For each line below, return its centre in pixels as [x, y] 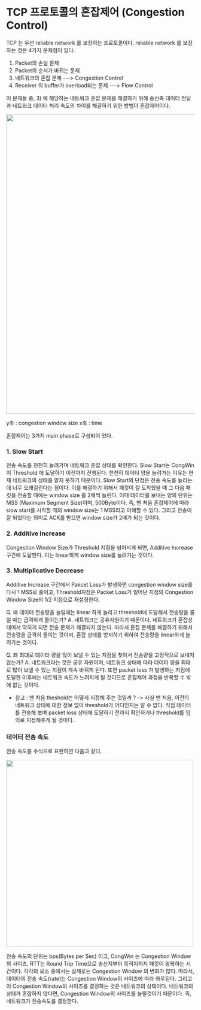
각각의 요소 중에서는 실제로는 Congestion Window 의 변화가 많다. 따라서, [109, 971]
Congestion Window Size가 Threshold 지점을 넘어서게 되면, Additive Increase [100, 547]
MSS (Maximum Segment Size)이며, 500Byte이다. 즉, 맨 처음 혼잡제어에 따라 [98, 503]
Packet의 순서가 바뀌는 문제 [47, 70]
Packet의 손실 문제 [37, 63]
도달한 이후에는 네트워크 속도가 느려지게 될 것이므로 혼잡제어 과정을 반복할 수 [96, 677]
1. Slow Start [25, 451]
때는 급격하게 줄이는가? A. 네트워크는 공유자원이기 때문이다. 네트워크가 [95, 620]
